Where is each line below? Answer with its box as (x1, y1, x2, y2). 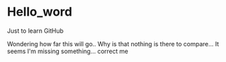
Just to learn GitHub (7, 27, 63, 35)
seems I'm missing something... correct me (7, 47, 128, 55)
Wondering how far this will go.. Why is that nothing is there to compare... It (7, 40, 220, 48)
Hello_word (7, 4, 73, 20)
